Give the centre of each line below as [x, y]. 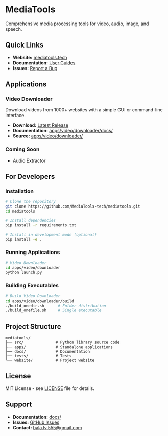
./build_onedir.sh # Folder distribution [56, 306]
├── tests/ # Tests [39, 356]
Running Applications [33, 253]
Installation [20, 191]
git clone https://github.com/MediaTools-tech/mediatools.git [73, 206]
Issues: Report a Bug [35, 68]
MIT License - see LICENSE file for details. [50, 388]
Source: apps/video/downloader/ [48, 136]
